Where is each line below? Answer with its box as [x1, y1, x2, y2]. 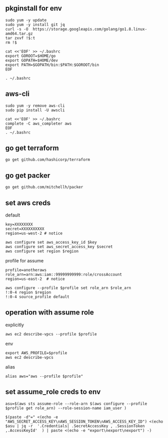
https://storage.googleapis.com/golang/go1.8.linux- [32, 27, 147, 32]
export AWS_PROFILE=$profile [5, 350, 67, 355]
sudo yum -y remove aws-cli [5, 103, 65, 108]
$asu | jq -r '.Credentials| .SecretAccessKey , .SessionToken [5, 423, 145, 428]
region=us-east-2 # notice [5, 277, 65, 282]
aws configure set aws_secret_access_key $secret [5, 245, 113, 250]
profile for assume [5, 258, 44, 264]
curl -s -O [5, 27, 29, 32]
